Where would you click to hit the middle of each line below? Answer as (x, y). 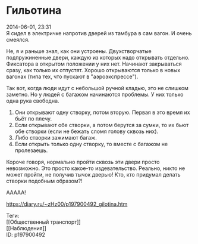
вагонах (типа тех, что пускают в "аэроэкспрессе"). (72, 76)
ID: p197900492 (26, 234)
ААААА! (16, 192)
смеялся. (18, 39)
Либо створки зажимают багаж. (56, 137)
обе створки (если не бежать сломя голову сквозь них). (87, 131)
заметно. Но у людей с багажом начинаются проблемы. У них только (95, 94)
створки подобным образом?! (44, 181)
